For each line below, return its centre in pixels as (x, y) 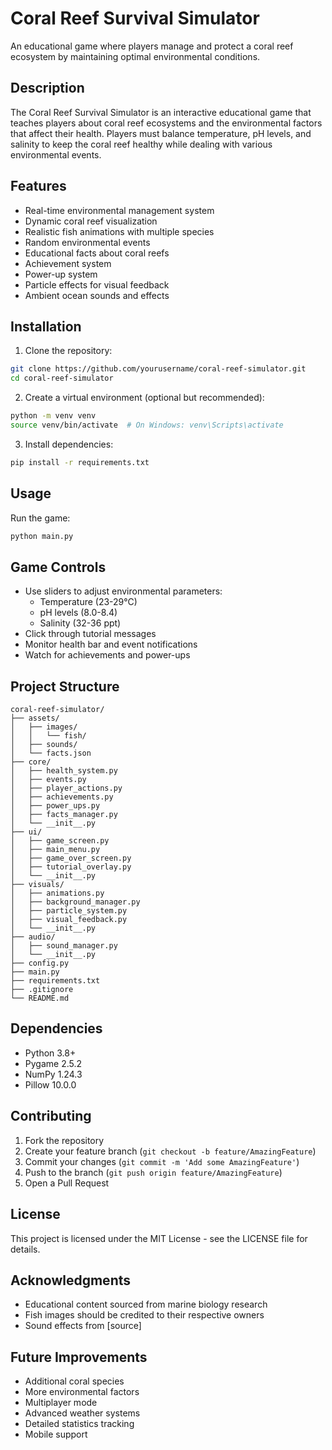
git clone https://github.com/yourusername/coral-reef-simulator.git (158, 369)
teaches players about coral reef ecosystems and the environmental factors (166, 123)
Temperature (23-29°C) (88, 602)
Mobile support (56, 1434)
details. (25, 1249)
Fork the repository (64, 1140)
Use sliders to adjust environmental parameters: (123, 591)
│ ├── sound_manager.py (64, 946)
